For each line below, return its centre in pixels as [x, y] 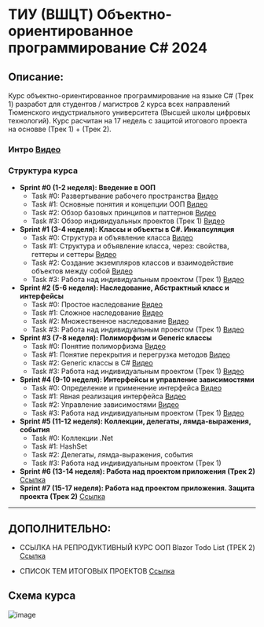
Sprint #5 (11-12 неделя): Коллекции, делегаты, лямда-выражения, [135, 421]
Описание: [36, 77]
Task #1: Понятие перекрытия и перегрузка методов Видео [130, 354]
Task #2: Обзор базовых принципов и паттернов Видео [124, 213]
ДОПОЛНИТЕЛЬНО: [60, 528]
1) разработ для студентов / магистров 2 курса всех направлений [119, 104]
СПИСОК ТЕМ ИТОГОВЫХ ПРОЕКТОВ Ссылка [97, 571]
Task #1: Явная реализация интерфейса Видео [108, 396]
